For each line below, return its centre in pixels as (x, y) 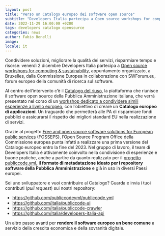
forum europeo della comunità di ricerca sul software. (59, 81)
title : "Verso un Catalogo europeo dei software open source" (70, 14)
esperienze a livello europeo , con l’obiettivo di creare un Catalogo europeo (81, 106)
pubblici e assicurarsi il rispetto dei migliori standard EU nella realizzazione (81, 117)
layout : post (18, 10)
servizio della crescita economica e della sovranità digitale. (65, 228)
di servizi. (15, 122)
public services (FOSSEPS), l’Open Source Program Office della (69, 137)
